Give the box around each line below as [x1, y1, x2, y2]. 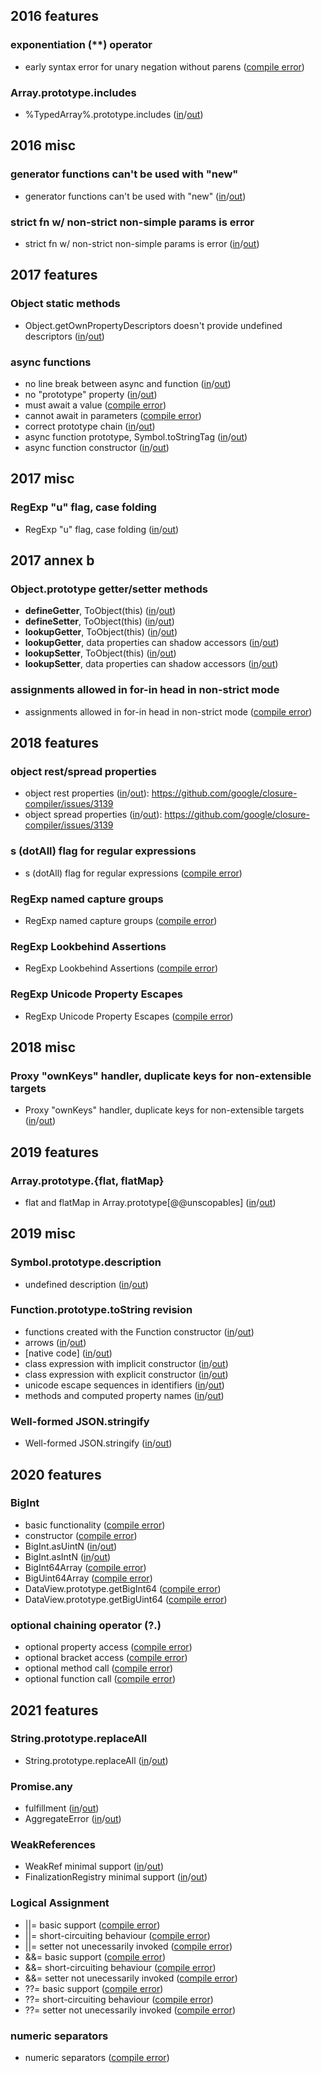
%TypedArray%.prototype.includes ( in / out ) [24, 108, 204, 120]
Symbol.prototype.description [10, 1255, 162, 1269]
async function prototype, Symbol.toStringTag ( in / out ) [24, 430, 248, 443]
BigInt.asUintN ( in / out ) [24, 1540, 118, 1552]
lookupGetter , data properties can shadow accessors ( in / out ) [24, 637, 280, 649]
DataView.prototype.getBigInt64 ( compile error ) [24, 1582, 222, 1594]
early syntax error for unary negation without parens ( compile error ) [24, 60, 305, 73]
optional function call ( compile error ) [24, 1673, 177, 1685]
